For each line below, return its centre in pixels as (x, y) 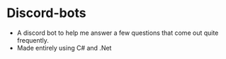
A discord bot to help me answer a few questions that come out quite (118, 33)
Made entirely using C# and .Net (64, 48)
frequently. (33, 40)
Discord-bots (46, 13)
